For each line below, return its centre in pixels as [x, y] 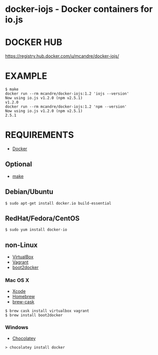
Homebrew [23, 296]
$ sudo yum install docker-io [36, 230]
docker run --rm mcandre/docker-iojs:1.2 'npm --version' [66, 107]
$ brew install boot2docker [34, 315]
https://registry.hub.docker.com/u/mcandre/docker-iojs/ [62, 56]
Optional [19, 164]
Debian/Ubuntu [29, 192]
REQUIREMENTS [39, 135]
